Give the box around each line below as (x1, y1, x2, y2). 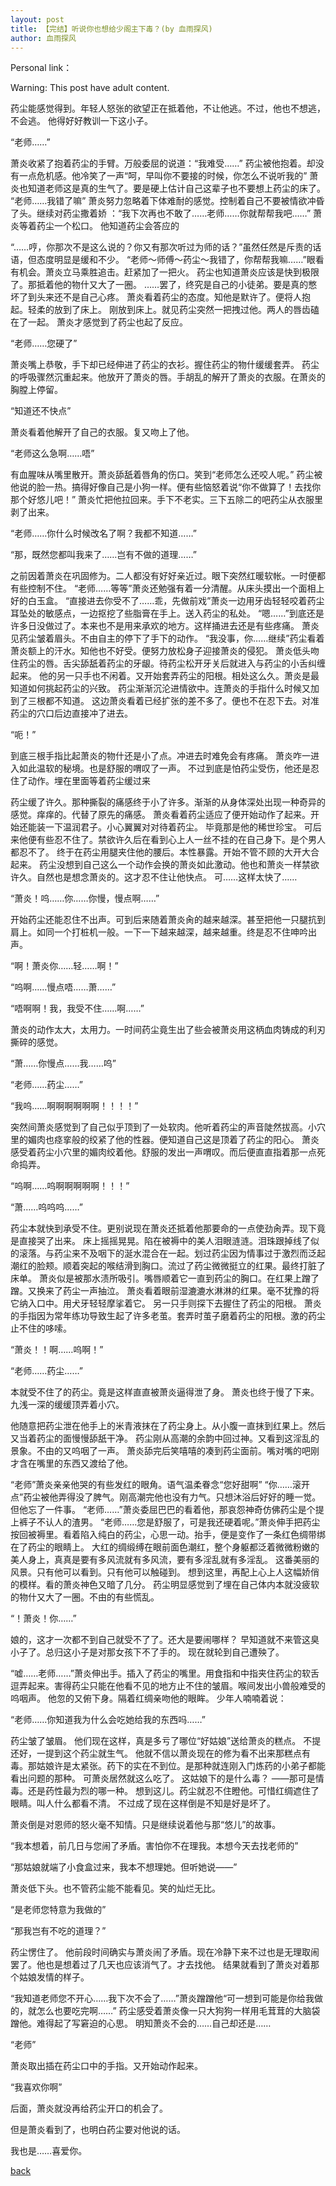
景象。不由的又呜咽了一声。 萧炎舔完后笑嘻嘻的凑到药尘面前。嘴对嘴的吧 (10, 1445, 311, 1457)
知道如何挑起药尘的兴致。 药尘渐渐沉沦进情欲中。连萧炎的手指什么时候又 (10, 682, 311, 695)
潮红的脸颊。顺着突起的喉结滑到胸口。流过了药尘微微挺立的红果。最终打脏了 (10, 1260, 326, 1272)
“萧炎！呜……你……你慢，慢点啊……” (10, 892, 160, 905)
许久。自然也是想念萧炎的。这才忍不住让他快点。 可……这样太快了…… (10, 871, 298, 883)
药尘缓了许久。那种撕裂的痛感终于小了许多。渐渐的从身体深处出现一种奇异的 (10, 796, 326, 808)
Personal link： (10, 62, 73, 74)
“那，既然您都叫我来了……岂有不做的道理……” (10, 549, 197, 561)
